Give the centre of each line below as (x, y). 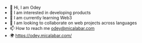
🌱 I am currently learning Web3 (41, 18)
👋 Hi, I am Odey (25, 7)
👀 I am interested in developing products (50, 13)
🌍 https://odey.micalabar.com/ (41, 36)
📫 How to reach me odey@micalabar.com (52, 28)
